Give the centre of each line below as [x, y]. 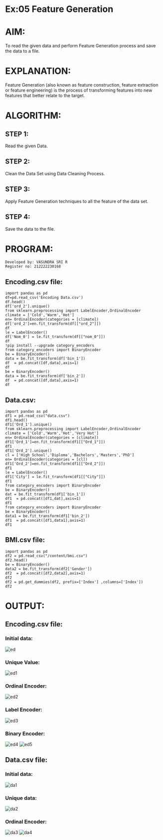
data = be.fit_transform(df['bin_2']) [45, 376]
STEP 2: [18, 162]
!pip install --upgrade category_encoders [50, 346]
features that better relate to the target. [45, 96]
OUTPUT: [25, 606]
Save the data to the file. [30, 229]
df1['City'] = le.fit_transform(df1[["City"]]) [55, 477]
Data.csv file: [26, 760]
